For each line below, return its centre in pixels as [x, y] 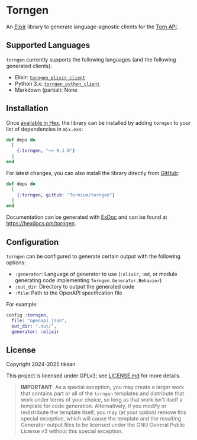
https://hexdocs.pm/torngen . [41, 224]
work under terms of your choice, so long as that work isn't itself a [101, 400]
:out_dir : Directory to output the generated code [75, 287]
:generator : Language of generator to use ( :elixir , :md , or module [96, 274]
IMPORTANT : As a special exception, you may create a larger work [102, 387]
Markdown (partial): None [46, 90]
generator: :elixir [35, 332]
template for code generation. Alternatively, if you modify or [93, 406]
